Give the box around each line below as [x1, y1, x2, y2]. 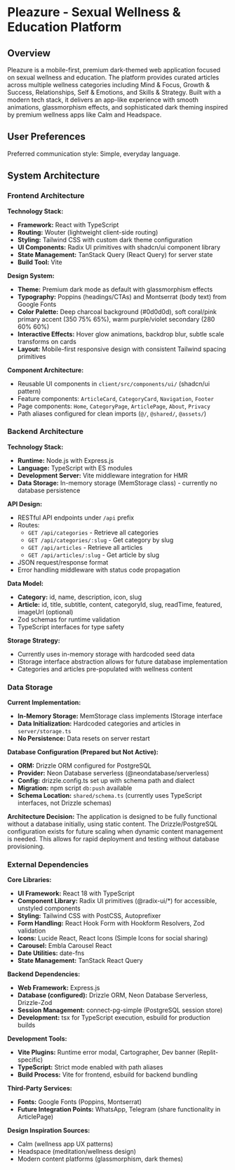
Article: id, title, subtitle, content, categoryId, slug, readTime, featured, [17, 600, 222, 608]
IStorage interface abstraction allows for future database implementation [17, 657, 228, 666]
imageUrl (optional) [17, 607, 74, 616]
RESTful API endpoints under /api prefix [17, 513, 135, 522]
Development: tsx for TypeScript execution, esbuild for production [17, 1013, 210, 1022]
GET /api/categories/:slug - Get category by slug [27, 535, 174, 544]
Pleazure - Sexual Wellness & [7, 4, 181, 20]
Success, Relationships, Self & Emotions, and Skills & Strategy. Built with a [7, 88, 222, 96]
